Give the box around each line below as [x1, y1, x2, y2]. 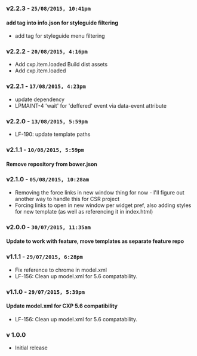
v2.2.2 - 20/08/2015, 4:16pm [6, 47, 88, 56]
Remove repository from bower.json [6, 160, 97, 168]
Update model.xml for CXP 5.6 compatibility [6, 302, 118, 309]
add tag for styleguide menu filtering [14, 32, 106, 39]
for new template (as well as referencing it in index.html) [14, 208, 153, 215]
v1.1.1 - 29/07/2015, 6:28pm [6, 252, 84, 261]
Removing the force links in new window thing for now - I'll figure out [14, 188, 185, 196]
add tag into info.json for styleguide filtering [6, 19, 118, 26]
